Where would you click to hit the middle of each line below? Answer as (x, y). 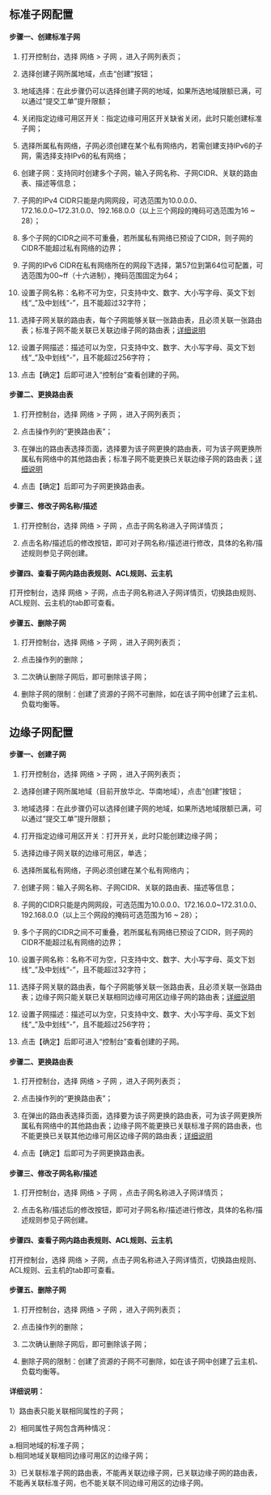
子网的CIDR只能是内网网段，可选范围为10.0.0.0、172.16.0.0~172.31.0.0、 (141, 905)
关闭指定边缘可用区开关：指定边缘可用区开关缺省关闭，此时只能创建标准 (141, 118)
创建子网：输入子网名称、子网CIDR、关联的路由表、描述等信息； (129, 887)
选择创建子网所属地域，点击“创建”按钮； (88, 73)
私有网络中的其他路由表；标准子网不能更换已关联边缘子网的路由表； (142, 458)
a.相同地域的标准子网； (48, 1446)
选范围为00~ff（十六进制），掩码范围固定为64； (100, 275)
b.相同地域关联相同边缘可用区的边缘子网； (80, 1456)
